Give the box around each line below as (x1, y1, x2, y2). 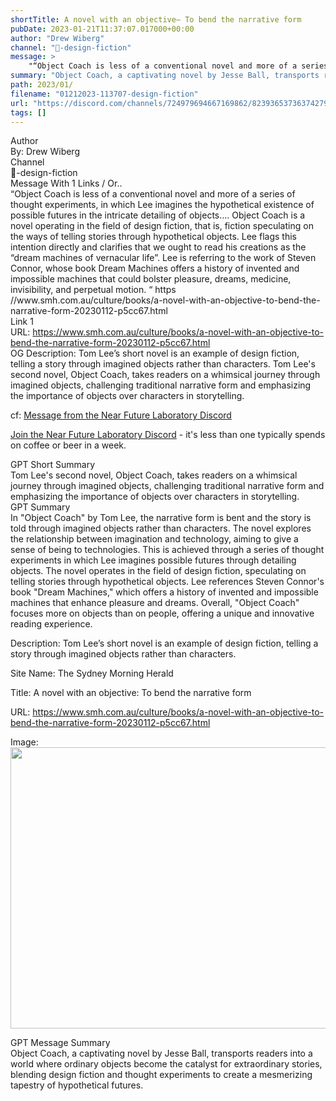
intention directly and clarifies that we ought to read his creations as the (10, 241, 307, 253)
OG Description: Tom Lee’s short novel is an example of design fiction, (10, 347, 300, 360)
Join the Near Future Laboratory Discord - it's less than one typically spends (10, 429, 326, 441)
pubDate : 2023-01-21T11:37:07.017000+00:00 (10, 24, 195, 34)
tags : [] (10, 107, 47, 118)
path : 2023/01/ (10, 80, 74, 90)
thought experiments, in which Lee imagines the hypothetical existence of (10, 199, 315, 211)
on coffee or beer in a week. (10, 439, 127, 451)
